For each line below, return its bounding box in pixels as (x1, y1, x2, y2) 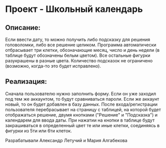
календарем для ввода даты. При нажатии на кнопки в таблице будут (5, 117, 155, 123)
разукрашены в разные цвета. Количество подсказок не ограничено (5, 58, 153, 63)
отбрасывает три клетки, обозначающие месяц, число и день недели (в (5, 47, 160, 53)
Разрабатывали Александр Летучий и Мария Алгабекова (5, 137, 127, 143)
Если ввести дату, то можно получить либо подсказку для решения (5, 36, 150, 42)
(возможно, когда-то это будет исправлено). (5, 63, 101, 69)
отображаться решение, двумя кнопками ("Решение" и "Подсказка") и (5, 112, 158, 118)
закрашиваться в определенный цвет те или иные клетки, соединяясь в (5, 122, 160, 128)
